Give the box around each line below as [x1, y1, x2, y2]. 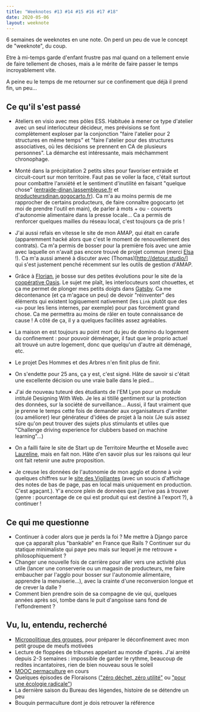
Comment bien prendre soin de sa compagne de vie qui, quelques [14, 590, 177, 597]
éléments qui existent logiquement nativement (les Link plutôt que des [14, 298, 187, 305]
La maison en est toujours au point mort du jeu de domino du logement [14, 328, 189, 335]
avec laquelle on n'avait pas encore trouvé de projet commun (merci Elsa [14, 248, 194, 256]
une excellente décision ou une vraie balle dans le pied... [14, 377, 154, 384]
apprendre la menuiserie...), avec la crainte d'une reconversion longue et [14, 577, 193, 584]
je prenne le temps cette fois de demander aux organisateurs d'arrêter [14, 408, 187, 415]
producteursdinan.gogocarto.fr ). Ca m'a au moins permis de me [14, 192, 172, 200]
